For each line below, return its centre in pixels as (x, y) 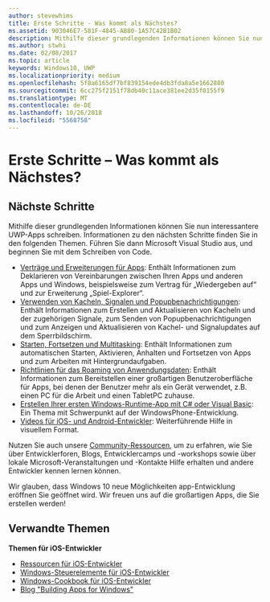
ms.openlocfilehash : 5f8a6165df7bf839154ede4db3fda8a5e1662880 (117, 83)
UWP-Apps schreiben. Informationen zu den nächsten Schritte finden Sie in (133, 235)
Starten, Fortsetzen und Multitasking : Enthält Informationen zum (126, 344)
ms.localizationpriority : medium (64, 76)
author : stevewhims (41, 16)
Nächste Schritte (51, 207)
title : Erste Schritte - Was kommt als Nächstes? (93, 23)
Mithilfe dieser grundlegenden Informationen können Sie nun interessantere (133, 226)
